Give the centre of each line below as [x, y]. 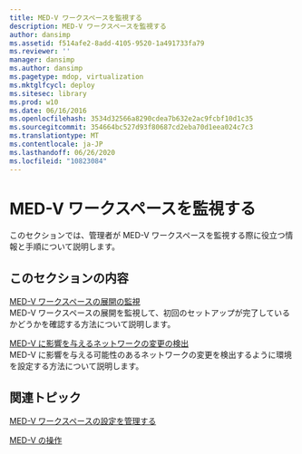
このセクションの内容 [69, 278]
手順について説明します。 [73, 246]
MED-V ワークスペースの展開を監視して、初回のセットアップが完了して [142, 313]
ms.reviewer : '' [40, 52]
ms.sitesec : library [49, 93]
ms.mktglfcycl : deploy [52, 85]
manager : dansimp [42, 60]
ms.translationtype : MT [54, 136]
